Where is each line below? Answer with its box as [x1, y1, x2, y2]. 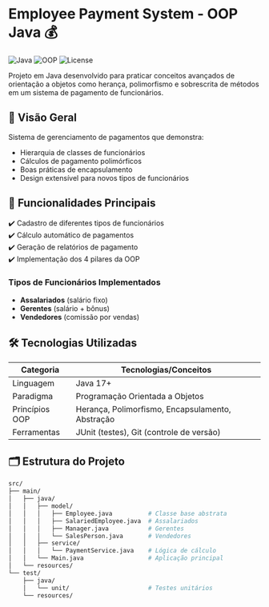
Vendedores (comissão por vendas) [19, 312, 140, 321]
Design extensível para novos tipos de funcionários [19, 173, 190, 182]
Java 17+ [75, 377, 112, 389]
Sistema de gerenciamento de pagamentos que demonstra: [8, 132, 204, 142]
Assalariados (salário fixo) [19, 295, 108, 305]
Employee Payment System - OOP [8, 5, 239, 23]
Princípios [12, 403, 50, 414]
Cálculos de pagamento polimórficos [19, 156, 143, 166]
